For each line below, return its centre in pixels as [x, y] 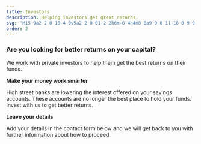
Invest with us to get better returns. [50, 105]
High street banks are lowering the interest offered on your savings [89, 92]
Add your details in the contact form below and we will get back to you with [100, 128]
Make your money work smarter [47, 80]
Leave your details [30, 116]
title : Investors [28, 12]
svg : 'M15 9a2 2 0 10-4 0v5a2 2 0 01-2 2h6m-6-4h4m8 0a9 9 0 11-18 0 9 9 [101, 23]
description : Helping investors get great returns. [72, 17]
